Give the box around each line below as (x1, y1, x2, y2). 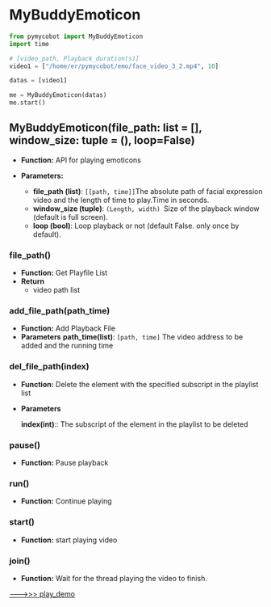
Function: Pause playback (20, 458, 109, 468)
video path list (32, 285, 81, 295)
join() (9, 555, 31, 567)
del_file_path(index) (9, 361, 90, 373)
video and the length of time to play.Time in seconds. (32, 195, 210, 204)
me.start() (9, 99, 46, 107)
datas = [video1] (9, 77, 68, 85)
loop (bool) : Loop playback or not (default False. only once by (32, 221, 240, 230)
